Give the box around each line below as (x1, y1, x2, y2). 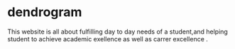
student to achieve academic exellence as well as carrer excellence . (7, 34, 208, 43)
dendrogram (7, 4, 82, 20)
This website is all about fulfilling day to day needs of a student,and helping (7, 27, 229, 36)
